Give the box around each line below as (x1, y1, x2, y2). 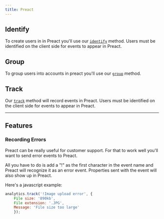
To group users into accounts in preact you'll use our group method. (5, 70, 142, 76)
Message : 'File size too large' (14, 205, 80, 210)
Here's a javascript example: (5, 182, 62, 188)
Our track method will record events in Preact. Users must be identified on (5, 98, 155, 104)
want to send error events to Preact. (5, 153, 78, 158)
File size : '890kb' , (14, 196, 56, 201)
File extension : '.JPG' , (14, 200, 64, 205)
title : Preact (5, 7, 34, 12)
